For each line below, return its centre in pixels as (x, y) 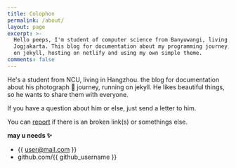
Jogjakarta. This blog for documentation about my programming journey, (122, 46)
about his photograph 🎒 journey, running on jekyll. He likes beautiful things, (116, 87)
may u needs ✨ (30, 135)
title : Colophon (31, 14)
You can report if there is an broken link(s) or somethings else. (98, 122)
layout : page (26, 27)
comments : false (31, 60)
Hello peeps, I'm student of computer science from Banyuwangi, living (121, 40)
